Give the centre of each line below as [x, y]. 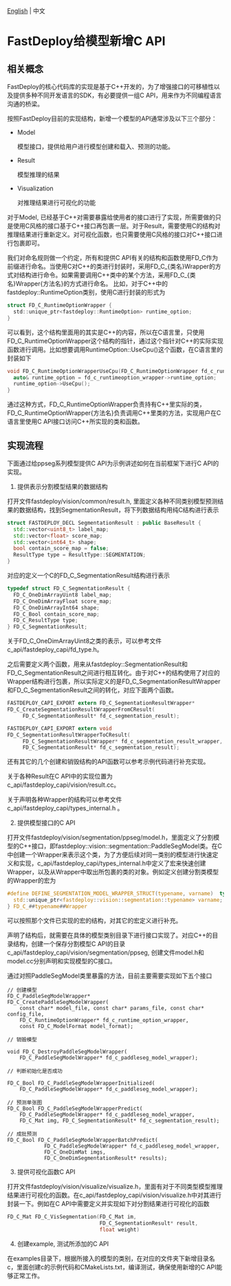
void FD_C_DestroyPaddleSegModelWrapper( [67, 1052]
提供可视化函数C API [46, 1172]
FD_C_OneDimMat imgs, [75, 1152]
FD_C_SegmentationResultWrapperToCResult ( [69, 735]
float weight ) [119, 1229]
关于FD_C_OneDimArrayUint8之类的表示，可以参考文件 [85, 641]
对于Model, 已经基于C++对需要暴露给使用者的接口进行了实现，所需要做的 [111, 217]
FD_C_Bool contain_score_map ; [56, 614]
